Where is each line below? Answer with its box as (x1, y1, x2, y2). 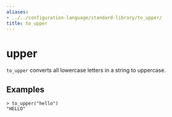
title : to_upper (6, 20, 48, 26)
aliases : (6, 9, 29, 15)
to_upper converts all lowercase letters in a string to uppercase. (6, 66, 166, 74)
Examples (6, 84, 45, 94)
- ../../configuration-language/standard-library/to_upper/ (6, 15, 163, 21)
